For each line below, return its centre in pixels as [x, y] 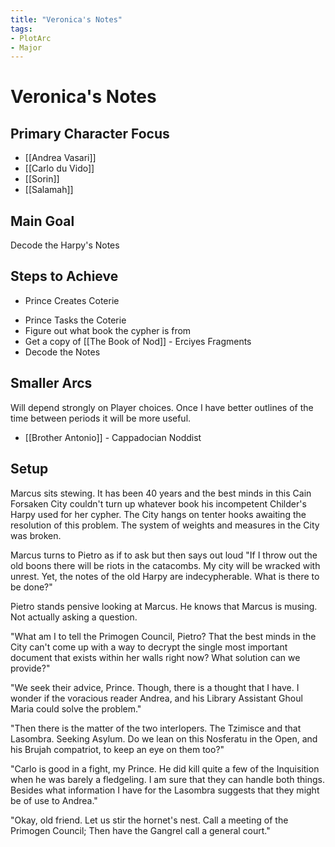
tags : [21, 29]
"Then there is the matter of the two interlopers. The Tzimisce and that [156, 728]
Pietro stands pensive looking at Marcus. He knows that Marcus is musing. [164, 606]
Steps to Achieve [64, 276]
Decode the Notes [62, 352]
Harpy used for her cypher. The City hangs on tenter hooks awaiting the [158, 514]
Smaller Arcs [51, 383]
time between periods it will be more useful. [101, 418]
